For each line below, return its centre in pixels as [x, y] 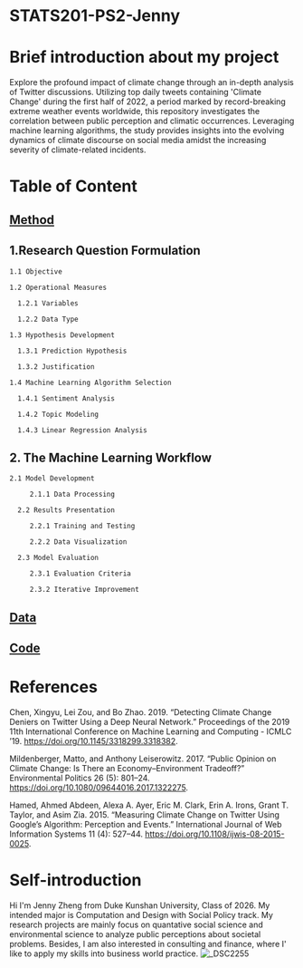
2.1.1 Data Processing [72, 495]
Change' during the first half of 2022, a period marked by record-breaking [148, 102]
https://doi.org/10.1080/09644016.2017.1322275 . [99, 788]
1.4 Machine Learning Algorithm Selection [90, 382]
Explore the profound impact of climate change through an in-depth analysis [151, 82]
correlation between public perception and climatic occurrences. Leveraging [152, 121]
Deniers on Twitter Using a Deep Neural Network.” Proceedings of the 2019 [150, 722]
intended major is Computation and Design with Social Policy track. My [142, 915]
